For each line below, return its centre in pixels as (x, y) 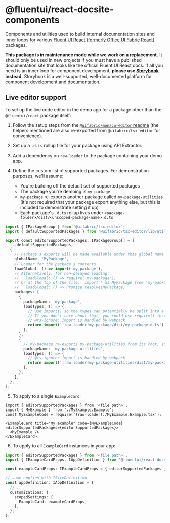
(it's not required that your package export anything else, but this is (90, 202)
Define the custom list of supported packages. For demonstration (81, 170)
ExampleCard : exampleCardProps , (53, 502)
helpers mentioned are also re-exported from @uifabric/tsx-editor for (87, 130)
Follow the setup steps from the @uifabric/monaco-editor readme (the (86, 125)
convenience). (28, 136)
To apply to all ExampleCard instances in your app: (64, 446)
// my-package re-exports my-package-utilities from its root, (91, 344)
